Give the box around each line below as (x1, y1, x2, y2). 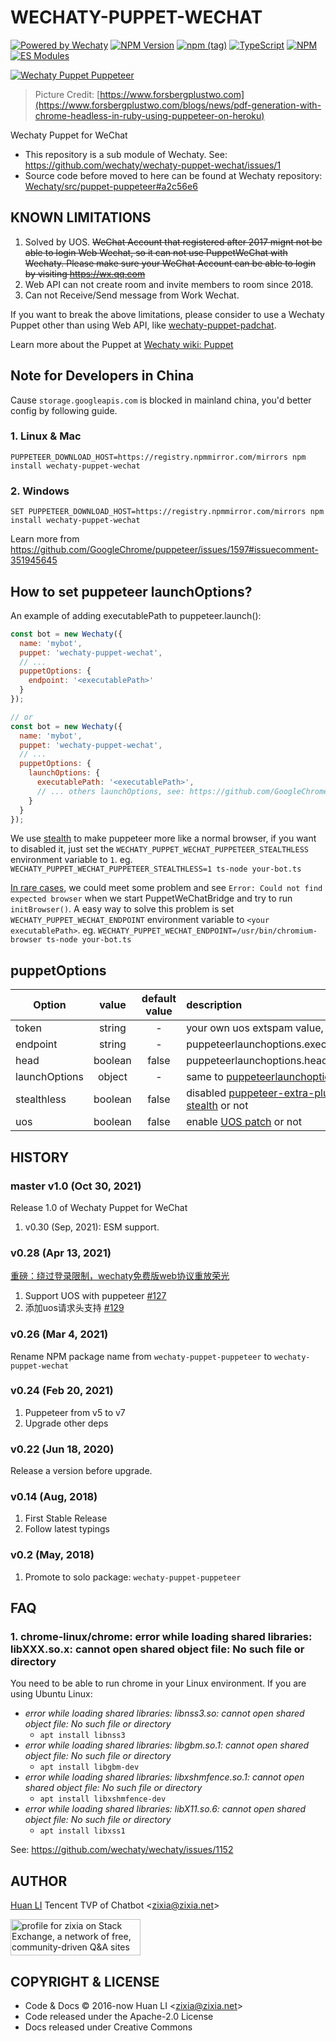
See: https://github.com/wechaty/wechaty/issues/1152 (10, 1844, 234, 1856)
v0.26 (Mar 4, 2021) (10, 1327, 109, 1341)
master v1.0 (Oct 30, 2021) (10, 1179, 142, 1193)
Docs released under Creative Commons (24, 2021, 193, 2033)
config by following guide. (10, 404, 118, 416)
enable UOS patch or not (186, 1115, 303, 1129)
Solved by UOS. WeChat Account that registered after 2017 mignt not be (24, 236, 323, 248)
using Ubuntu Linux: (10, 1688, 93, 1700)
